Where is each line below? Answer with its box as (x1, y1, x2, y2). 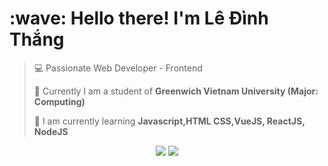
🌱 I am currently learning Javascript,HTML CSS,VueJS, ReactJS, (33, 115, 306, 127)
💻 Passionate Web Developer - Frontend (33, 62, 203, 74)
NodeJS (33, 125, 69, 137)
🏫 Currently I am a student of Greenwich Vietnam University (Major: (33, 85, 319, 97)
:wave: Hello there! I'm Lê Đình (9, 7, 269, 30)
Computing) (33, 95, 86, 107)
